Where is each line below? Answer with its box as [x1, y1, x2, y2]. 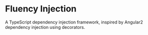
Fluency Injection [5, 3, 77, 14]
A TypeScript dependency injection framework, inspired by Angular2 [5, 19, 143, 25]
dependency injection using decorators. [5, 24, 85, 30]
